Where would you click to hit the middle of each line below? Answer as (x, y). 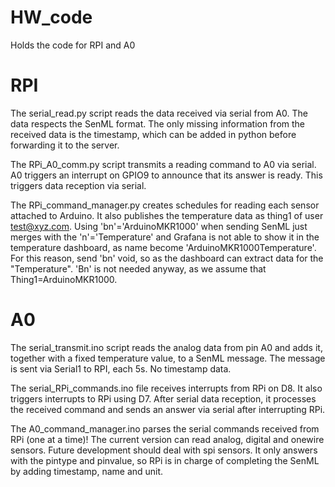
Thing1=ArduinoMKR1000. (64, 279)
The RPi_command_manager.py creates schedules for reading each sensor (165, 205)
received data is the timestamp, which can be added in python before (153, 134)
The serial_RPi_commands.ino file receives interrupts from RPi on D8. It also (166, 388)
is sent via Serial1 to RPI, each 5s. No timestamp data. (121, 368)
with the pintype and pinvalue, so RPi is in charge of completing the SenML (165, 460)
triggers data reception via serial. (78, 185)
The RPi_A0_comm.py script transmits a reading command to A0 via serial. (163, 164)
